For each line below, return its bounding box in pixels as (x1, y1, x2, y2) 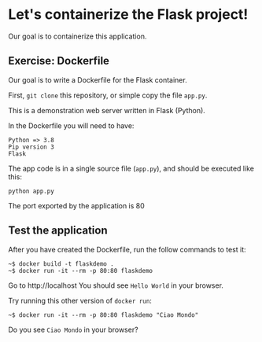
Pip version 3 (8, 143, 55, 151)
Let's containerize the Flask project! (8, 6, 249, 24)
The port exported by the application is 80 (8, 200, 146, 210)
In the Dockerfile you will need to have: (8, 120, 135, 131)
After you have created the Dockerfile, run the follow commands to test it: (8, 245, 246, 254)
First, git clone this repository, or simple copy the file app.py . (8, 90, 208, 100)
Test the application (8, 224, 108, 237)
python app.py (8, 187, 55, 195)
